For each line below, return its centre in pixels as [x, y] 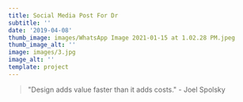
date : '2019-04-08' [40, 30]
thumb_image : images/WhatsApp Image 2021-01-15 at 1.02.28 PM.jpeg [122, 38]
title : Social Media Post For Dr [63, 15]
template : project [38, 67]
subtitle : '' [30, 23]
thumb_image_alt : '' [42, 45]
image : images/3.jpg [42, 52]
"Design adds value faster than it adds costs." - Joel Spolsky [126, 89]
